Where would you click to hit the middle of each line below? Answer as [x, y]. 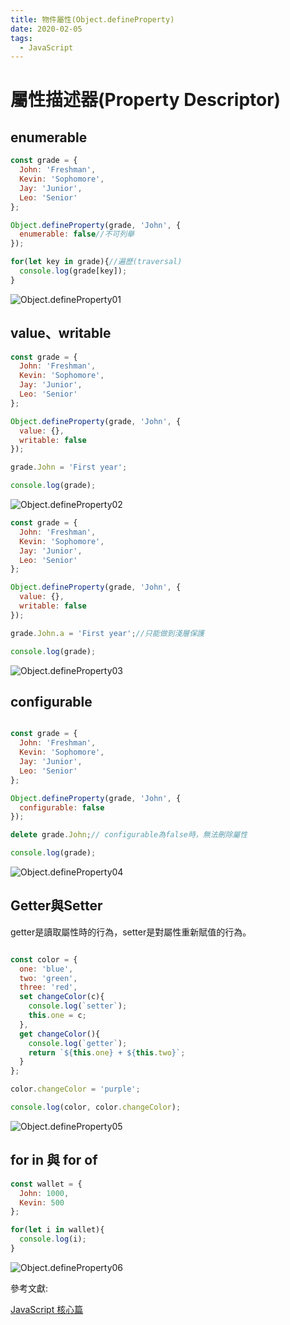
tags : [21, 38]
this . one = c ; [57, 1016]
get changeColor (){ [60, 1034]
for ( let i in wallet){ [57, 1230]
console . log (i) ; [53, 1239]
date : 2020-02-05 [46, 29]
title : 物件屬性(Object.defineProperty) [92, 19]
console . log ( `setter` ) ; [78, 1006]
